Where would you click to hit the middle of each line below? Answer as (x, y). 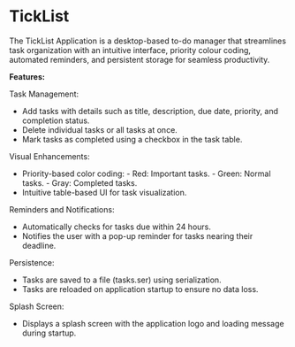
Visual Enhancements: (49, 156)
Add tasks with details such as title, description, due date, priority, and (150, 111)
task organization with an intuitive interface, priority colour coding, (130, 50)
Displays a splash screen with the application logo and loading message (153, 323)
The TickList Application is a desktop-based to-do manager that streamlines (148, 41)
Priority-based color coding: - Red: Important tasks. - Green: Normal (146, 173)
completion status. (56, 120)
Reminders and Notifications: (62, 209)
